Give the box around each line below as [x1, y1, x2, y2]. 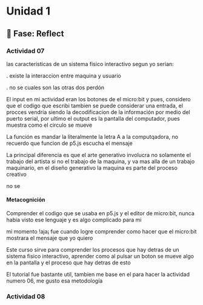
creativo [6, 170, 27, 178]
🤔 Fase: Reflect [6, 28, 64, 39]
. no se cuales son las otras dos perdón [6, 84, 105, 91]
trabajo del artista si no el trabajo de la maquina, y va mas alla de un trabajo [6, 158, 195, 165]
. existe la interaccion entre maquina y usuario [6, 72, 121, 79]
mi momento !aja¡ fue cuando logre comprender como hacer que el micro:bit [6, 228, 197, 235]
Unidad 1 [6, 4, 50, 18]
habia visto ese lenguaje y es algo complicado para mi [6, 216, 142, 224]
